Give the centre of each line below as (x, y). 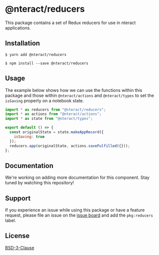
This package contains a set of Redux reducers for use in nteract (70, 23)
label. (11, 221)
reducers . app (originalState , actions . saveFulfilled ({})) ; (70, 146)
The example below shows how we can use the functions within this (74, 90)
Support (18, 198)
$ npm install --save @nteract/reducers (47, 63)
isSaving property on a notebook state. (45, 100)
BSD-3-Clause (20, 248)
